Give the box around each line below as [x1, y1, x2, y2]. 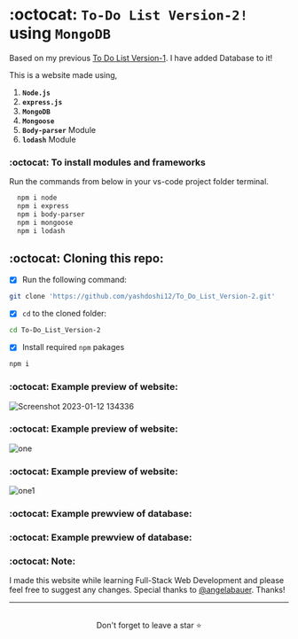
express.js [21, 97, 63, 106]
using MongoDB [9, 23, 111, 43]
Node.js [21, 89, 51, 97]
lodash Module [21, 134, 77, 144]
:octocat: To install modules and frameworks [9, 156, 206, 168]
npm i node [17, 193, 58, 203]
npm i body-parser [17, 209, 86, 219]
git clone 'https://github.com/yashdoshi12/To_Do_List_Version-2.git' [9, 292, 276, 301]
